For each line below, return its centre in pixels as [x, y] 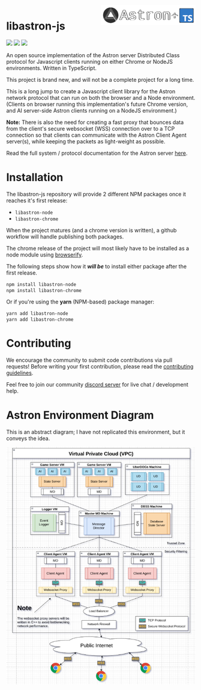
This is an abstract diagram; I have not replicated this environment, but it [96, 432]
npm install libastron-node [41, 284]
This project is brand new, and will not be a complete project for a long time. [100, 79]
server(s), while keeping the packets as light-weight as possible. [86, 141]
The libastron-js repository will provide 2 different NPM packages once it [96, 194]
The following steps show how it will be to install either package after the [97, 266]
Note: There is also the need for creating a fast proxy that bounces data [95, 122]
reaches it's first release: [37, 200]
